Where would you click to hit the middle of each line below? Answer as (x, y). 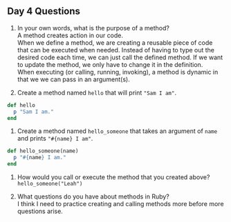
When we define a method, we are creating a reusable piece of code (115, 42)
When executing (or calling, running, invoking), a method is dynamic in (118, 72)
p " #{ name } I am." (40, 158)
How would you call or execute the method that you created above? (113, 177)
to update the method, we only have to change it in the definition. (110, 64)
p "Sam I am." (34, 112)
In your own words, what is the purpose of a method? (93, 28)
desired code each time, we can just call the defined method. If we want (120, 57)
